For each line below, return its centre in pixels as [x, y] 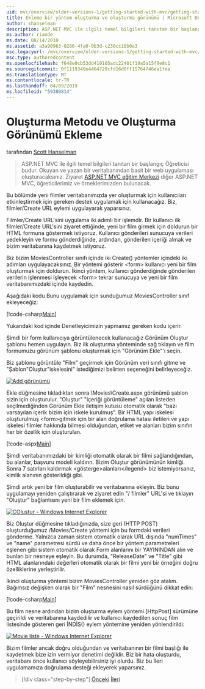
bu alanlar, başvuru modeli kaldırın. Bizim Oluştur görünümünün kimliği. [95, 462]
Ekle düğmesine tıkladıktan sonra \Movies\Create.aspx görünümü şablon [97, 393]
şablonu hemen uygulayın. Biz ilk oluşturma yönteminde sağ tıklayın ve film [100, 344]
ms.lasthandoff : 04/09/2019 [42, 86]
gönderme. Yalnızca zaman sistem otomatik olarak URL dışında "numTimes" [102, 537]
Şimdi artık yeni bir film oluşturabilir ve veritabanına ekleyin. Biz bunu [93, 486]
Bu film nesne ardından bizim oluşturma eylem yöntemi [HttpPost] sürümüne [102, 611]
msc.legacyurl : [26, 52]
